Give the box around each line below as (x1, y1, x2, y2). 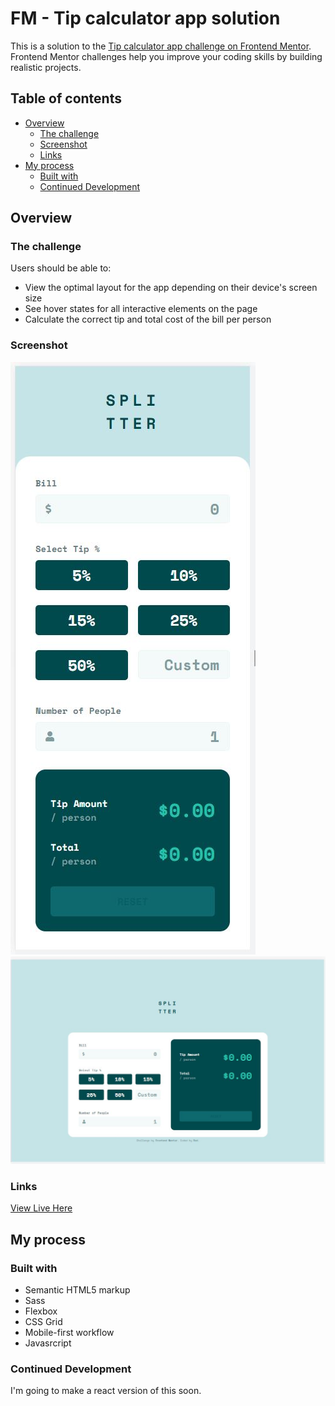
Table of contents (10, 90, 122, 107)
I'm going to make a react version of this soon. (10, 1385, 202, 1397)
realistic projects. (10, 61, 82, 73)
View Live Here (10, 1202, 73, 1214)
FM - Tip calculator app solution (10, 7, 281, 30)
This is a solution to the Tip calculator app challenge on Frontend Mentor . (10, 40, 312, 52)
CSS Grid (24, 1315, 63, 1327)
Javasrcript (24, 1337, 72, 1349)
